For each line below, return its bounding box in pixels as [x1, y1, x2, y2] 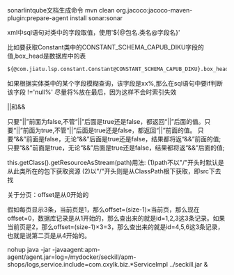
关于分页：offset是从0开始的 [7, 190, 89, 198]
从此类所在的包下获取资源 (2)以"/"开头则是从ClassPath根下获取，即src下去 [7, 166, 221, 175]
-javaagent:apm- [52, 245, 101, 253]
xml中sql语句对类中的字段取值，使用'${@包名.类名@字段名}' [7, 29, 181, 36]
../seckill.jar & [169, 260, 208, 268]
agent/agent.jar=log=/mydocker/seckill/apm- [7, 253, 137, 261]
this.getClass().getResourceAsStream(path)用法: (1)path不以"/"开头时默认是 [7, 158, 224, 166]
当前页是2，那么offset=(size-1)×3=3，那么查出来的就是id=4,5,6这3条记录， [7, 222, 224, 231]
